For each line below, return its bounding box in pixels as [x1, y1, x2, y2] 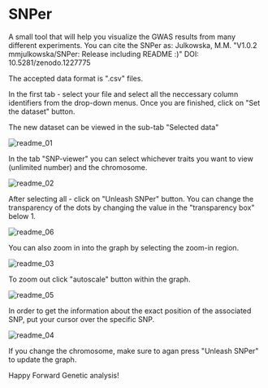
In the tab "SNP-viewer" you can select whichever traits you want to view [8, 154, 253, 163]
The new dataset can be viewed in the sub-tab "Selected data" [8, 122, 219, 132]
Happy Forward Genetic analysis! [8, 370, 119, 380]
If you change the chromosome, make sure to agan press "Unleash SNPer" [8, 346, 259, 355]
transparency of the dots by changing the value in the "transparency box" [8, 203, 255, 212]
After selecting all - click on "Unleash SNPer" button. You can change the [8, 194, 254, 203]
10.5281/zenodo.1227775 [8, 58, 91, 68]
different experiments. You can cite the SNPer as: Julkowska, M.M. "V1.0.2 [8, 40, 257, 50]
